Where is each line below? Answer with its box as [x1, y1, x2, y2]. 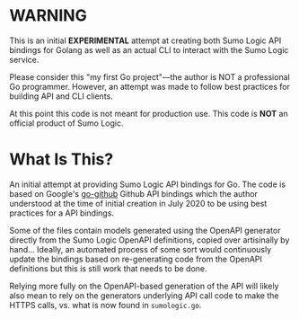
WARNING [9, 5, 87, 26]
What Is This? [9, 149, 114, 170]
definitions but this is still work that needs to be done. [9, 262, 207, 274]
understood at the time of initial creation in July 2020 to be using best [9, 198, 268, 208]
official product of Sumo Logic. [9, 118, 124, 128]
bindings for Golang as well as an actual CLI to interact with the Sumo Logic [9, 44, 289, 55]
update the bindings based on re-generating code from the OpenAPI [9, 253, 263, 264]
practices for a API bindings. [9, 208, 115, 218]
